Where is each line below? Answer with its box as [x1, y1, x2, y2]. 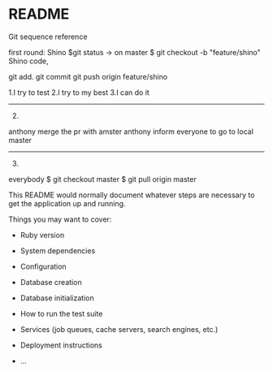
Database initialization [19, 293, 95, 303]
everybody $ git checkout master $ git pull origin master [8, 174, 197, 183]
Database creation [19, 277, 83, 287]
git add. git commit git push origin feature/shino [8, 71, 168, 81]
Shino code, [8, 56, 49, 66]
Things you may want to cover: [8, 214, 112, 224]
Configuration [19, 261, 67, 271]
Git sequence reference [8, 32, 88, 41]
